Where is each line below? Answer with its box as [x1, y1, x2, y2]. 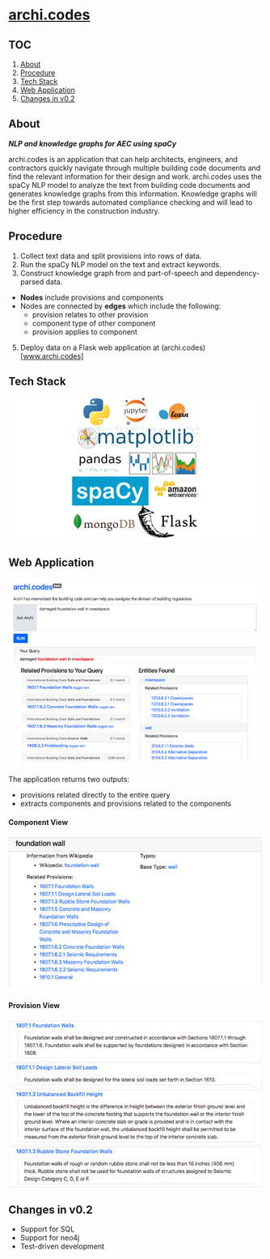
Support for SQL [19, 1224, 75, 1234]
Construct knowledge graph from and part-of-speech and [19, 268, 213, 278]
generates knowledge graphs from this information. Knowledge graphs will [8, 189, 257, 198]
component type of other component [32, 318, 156, 328]
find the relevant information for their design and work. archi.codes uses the [8, 172, 263, 181]
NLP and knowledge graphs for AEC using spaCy [8, 138, 177, 148]
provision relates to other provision [32, 309, 149, 319]
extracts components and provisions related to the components [19, 799, 232, 809]
